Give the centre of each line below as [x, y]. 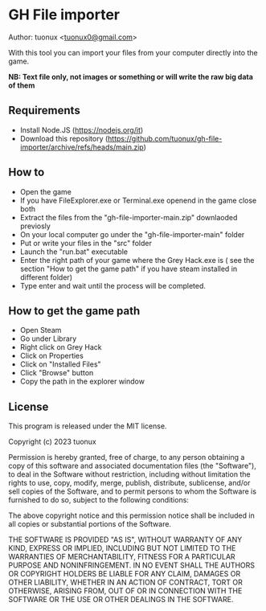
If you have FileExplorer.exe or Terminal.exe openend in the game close [138, 200]
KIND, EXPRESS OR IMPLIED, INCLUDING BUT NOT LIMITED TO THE [122, 548]
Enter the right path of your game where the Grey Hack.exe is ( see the [137, 260]
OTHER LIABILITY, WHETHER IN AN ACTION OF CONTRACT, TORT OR [125, 582]
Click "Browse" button [57, 373]
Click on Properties [52, 356]
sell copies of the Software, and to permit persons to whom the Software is [133, 491]
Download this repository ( [64, 138]
